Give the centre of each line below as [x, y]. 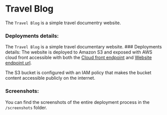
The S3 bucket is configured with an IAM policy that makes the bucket [78, 73]
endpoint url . [18, 63]
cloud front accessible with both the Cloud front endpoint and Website [78, 57]
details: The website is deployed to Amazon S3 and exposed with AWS [79, 52]
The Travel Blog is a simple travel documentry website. [63, 23]
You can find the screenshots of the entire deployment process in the [77, 102]
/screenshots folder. [26, 107]
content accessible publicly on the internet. [50, 78]
